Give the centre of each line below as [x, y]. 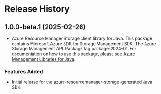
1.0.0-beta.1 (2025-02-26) [45, 27]
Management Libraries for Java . [43, 59]
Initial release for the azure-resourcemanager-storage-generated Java [82, 82]
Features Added [24, 71]
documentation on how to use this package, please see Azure [73, 54]
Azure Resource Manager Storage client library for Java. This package [82, 38]
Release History [37, 9]
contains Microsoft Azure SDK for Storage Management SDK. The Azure [84, 44]
